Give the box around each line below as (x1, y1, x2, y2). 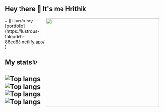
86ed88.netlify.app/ (5, 39, 45, 45)
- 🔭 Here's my (5, 18, 33, 23)
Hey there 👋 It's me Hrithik (5, 5, 86, 13)
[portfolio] (5, 23, 25, 29)
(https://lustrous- (5, 28, 40, 34)
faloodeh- (5, 33, 25, 39)
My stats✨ (5, 58, 38, 67)
